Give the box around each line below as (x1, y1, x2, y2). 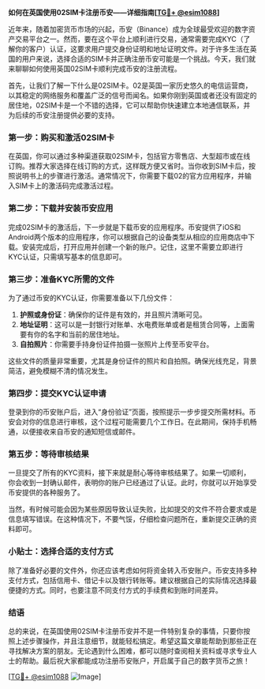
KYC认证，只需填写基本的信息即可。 (8, 252, 126, 262)
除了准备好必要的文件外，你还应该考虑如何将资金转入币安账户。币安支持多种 (8, 565, 257, 575)
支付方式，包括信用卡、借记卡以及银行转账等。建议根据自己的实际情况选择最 (8, 575, 257, 585)
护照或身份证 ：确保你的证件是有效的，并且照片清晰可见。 (19, 310, 207, 319)
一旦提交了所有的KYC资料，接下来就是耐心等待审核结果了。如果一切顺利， (8, 468, 251, 477)
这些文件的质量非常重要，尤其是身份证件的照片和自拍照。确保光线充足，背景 (8, 356, 257, 366)
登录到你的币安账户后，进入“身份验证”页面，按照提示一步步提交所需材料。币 (8, 407, 256, 417)
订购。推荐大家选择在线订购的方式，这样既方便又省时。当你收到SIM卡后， (8, 161, 249, 171)
